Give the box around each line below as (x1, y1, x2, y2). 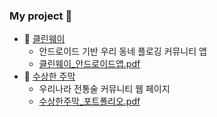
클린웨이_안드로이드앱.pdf (38, 58, 141, 70)
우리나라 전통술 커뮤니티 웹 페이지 (38, 83, 171, 95)
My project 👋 (9, 9, 73, 23)
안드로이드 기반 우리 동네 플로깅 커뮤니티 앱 (38, 45, 207, 58)
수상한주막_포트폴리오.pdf (38, 95, 141, 108)
